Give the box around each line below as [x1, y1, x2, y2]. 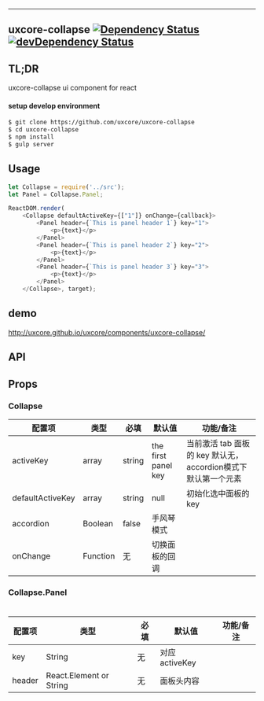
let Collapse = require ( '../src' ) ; [8, 183, 125, 191]
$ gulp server [8, 141, 55, 149]
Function [82, 550, 115, 561]
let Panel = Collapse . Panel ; [8, 190, 104, 198]
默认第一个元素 [185, 473, 242, 484]
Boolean [82, 518, 114, 529]
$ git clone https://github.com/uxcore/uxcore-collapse [8, 119, 195, 127]
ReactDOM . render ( [8, 205, 65, 212]
